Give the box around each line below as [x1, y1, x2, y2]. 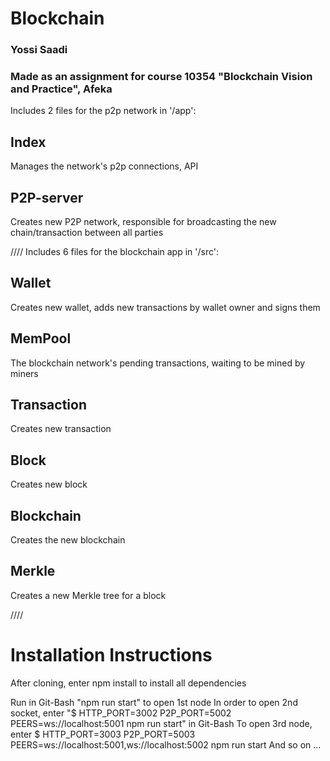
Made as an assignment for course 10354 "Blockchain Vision [10, 70, 313, 84]
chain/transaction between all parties [10, 227, 164, 239]
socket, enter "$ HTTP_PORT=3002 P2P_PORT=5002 [10, 707, 232, 719]
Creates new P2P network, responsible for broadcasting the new [10, 216, 277, 228]
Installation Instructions [10, 644, 213, 667]
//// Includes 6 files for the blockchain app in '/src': [10, 246, 219, 258]
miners [10, 367, 39, 379]
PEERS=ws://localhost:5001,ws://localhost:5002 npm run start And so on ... [10, 738, 322, 751]
